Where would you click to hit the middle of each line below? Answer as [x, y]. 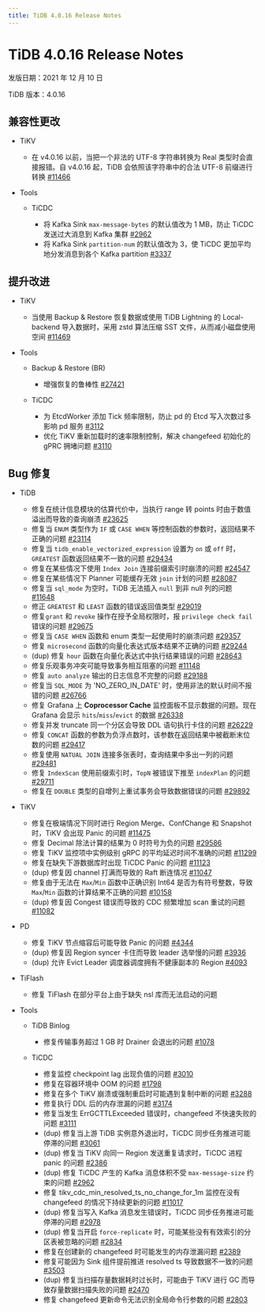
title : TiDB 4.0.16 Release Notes [65, 15]
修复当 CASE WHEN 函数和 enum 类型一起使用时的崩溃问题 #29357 [136, 636]
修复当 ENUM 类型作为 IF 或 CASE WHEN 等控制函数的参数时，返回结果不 [143, 529]
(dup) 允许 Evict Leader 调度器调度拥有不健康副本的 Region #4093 [139, 962]
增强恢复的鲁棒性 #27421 [84, 385]
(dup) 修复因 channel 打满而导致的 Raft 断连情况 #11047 [121, 872]
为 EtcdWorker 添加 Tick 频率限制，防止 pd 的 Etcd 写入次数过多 [147, 416]
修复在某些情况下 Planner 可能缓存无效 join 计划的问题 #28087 [134, 578]
